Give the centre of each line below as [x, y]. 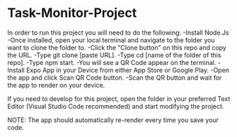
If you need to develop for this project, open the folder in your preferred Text [119, 99]
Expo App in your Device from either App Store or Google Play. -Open [128, 70]
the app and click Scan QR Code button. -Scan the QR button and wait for [115, 77]
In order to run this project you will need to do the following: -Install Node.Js [118, 32]
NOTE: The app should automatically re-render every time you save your [113, 120]
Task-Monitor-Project [72, 13]
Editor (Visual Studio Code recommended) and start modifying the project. [116, 106]
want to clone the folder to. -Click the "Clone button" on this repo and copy [117, 47]
